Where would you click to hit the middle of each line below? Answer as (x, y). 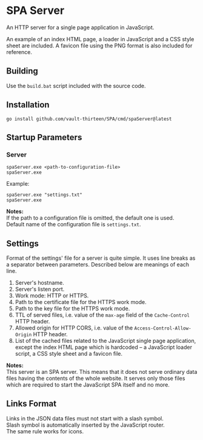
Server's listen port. (40, 289)
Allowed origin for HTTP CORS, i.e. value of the (74, 328)
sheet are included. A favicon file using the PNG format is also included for (99, 46)
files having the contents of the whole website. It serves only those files (96, 378)
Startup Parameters (44, 137)
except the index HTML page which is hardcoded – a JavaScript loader (104, 347)
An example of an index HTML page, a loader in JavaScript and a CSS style (100, 39)
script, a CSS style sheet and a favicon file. (69, 354)
